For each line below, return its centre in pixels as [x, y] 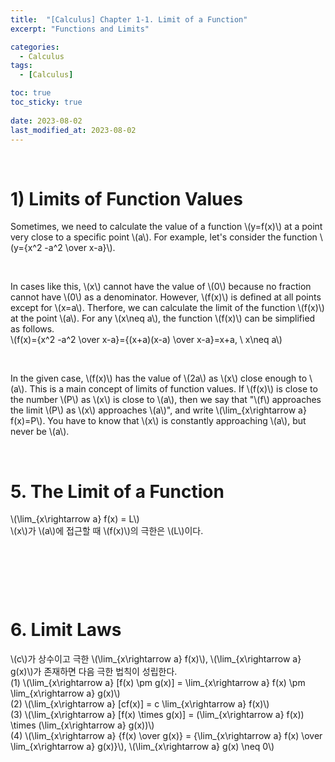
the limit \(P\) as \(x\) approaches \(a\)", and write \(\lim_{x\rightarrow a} [158, 410]
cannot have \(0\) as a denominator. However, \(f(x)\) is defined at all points [166, 297]
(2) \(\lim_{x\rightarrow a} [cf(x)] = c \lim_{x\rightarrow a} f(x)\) [140, 704]
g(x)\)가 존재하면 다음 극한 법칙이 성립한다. [94, 672]
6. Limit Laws [66, 630]
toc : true [31, 93]
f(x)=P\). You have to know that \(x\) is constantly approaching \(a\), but [158, 421]
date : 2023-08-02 [46, 121]
